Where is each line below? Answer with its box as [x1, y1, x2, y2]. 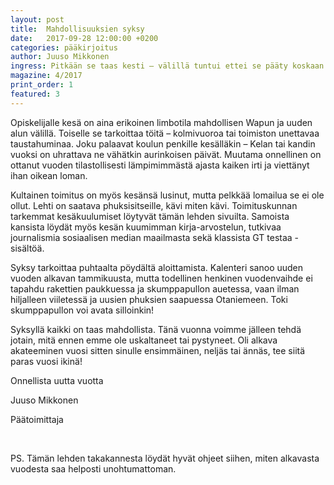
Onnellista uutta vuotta [10, 374, 104, 386]
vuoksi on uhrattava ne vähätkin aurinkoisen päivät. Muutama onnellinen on [10, 148, 322, 160]
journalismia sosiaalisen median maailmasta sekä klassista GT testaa [10, 231, 293, 243]
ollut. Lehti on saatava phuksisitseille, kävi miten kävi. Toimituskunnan [10, 199, 298, 211]
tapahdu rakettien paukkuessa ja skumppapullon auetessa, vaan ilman [10, 282, 300, 295]
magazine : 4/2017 [10, 71, 83, 81]
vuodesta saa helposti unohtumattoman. [10, 462, 177, 475]
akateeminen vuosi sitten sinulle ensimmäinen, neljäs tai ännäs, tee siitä [10, 344, 306, 356]
